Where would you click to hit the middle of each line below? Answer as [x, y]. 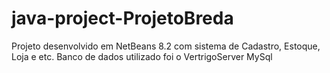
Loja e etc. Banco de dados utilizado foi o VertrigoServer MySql [142, 56]
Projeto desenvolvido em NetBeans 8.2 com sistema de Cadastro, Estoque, [166, 46]
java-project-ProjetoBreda [122, 18]
